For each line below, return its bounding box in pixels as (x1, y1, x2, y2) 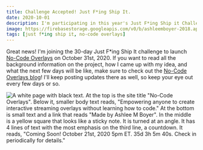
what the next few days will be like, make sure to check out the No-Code (6, 67, 187, 74)
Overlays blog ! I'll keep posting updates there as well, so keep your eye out (6, 74, 193, 81)
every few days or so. (6, 80, 60, 88)
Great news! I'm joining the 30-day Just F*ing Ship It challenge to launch (6, 48, 187, 55)
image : (6, 25, 23, 32)
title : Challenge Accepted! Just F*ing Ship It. (6, 8, 131, 15)
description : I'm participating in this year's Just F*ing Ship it (6, 20, 180, 26)
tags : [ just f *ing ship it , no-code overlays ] (6, 31, 126, 37)
